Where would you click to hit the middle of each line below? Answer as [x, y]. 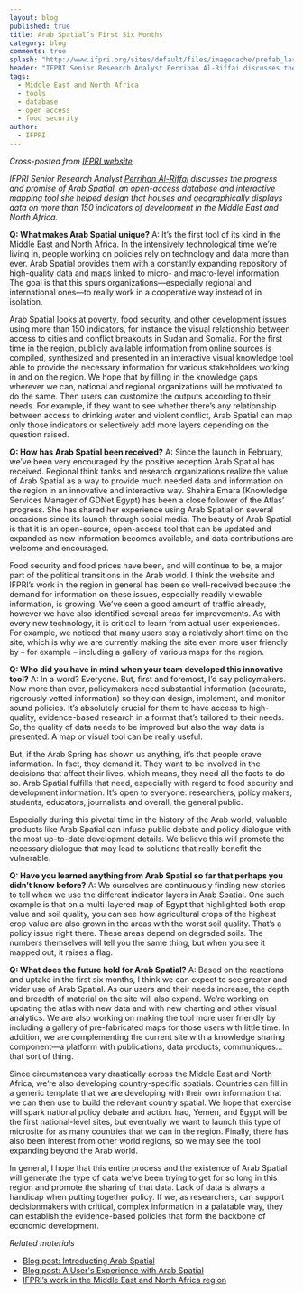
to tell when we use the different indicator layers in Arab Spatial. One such [147, 895]
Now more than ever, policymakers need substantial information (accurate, [148, 689]
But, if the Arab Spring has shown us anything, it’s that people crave [135, 754]
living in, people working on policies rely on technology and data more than [149, 253]
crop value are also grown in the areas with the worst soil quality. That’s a [146, 924]
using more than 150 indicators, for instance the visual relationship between [150, 328]
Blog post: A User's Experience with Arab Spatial [113, 1270]
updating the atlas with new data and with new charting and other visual [143, 1008]
